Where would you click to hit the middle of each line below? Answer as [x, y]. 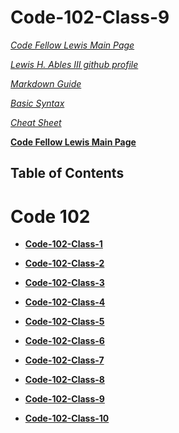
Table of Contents [67, 173]
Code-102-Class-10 [67, 418]
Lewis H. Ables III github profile [74, 64]
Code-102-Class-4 [65, 302]
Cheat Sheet [36, 122]
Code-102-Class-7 [64, 360]
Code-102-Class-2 [64, 263]
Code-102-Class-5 [64, 322]
